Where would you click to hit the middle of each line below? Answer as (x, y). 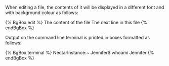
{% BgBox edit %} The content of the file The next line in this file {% (76, 22)
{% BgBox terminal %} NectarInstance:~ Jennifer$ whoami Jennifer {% (80, 53)
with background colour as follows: (42, 13)
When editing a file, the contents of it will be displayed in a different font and (85, 7)
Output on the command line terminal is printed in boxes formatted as (78, 38)
